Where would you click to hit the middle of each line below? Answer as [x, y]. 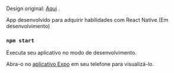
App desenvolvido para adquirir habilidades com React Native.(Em [87, 20]
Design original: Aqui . [33, 9]
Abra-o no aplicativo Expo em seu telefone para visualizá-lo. [80, 64]
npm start [20, 40]
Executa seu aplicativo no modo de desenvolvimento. [71, 53]
